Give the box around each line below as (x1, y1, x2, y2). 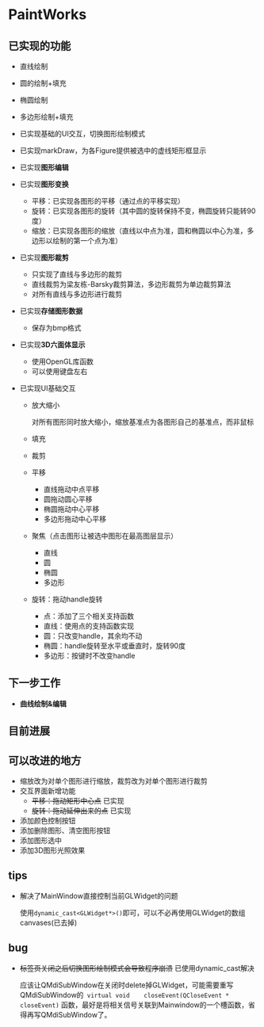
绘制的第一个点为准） (52, 236, 123, 245)
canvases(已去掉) (19, 918, 78, 927)
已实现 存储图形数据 (19, 307, 83, 315)
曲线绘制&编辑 (19, 699, 67, 708)
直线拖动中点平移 (43, 485, 100, 494)
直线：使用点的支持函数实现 (43, 621, 135, 631)
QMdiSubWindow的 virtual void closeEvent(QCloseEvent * (19, 990, 230, 999)
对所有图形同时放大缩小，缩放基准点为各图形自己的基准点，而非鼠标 (31, 418, 254, 426)
